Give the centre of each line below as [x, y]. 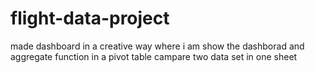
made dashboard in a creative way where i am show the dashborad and [157, 46]
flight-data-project [90, 18]
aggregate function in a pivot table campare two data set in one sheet [154, 56]
